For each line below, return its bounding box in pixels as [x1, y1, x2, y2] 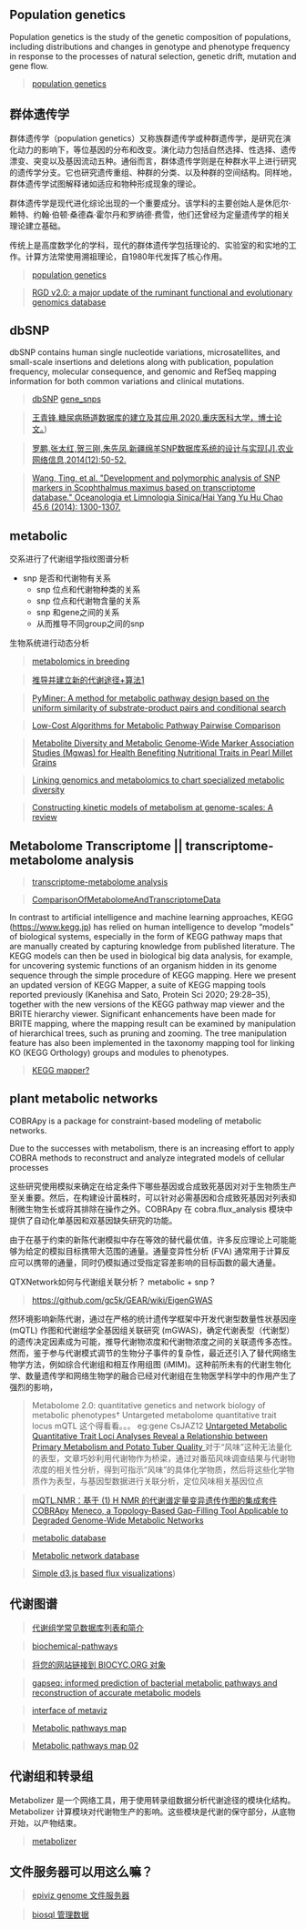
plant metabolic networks [9, 1091, 158, 1107]
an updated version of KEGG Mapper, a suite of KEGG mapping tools [9, 980, 267, 990]
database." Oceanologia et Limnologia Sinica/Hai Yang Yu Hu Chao [31, 492, 284, 503]
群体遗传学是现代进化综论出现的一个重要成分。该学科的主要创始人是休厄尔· [9, 198, 291, 208]
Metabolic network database [31, 1549, 139, 1560]
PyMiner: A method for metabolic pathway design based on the [31, 693, 270, 704]
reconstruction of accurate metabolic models [31, 1687, 201, 1698]
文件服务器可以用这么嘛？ [9, 1863, 153, 1879]
